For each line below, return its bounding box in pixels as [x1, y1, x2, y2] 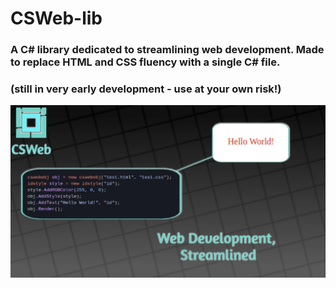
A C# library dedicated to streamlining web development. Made [10, 43, 325, 57]
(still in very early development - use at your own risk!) [10, 82, 282, 96]
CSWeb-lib [10, 7, 103, 30]
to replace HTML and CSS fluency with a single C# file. [10, 55, 281, 69]
